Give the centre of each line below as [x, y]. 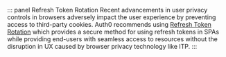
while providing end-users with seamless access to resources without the [113, 39]
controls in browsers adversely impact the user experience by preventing [112, 17]
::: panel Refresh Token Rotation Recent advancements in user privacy [107, 10]
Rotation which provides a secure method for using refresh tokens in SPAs [113, 32]
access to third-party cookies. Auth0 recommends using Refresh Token [109, 24]
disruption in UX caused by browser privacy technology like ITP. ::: [102, 46]
